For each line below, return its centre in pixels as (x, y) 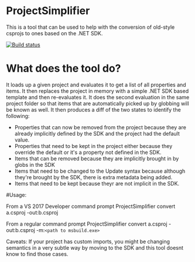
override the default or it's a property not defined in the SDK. (88, 152)
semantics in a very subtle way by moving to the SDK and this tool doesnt (95, 247)
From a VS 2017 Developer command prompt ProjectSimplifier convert (91, 206)
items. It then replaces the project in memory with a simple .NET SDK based (97, 91)
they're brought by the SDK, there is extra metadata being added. (93, 177)
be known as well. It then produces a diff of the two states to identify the (94, 109)
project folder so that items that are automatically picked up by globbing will (97, 103)
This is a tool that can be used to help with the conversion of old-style (90, 27)
